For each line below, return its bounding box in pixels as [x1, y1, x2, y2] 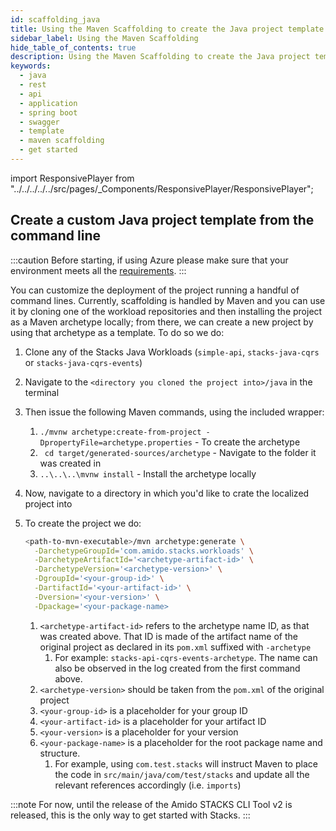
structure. [39, 747, 81, 759]
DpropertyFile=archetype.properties [39, 437, 193, 448]
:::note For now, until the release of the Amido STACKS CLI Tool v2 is [10, 798, 293, 810]
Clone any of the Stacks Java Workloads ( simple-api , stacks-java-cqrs [24, 346, 320, 358]
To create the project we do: [24, 517, 142, 529]
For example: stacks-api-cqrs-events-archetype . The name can [54, 651, 318, 663]
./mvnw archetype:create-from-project [39, 427, 202, 437]
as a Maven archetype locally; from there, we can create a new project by [10, 316, 314, 328]
